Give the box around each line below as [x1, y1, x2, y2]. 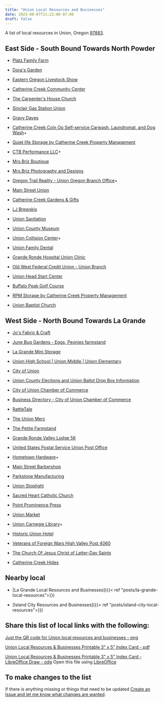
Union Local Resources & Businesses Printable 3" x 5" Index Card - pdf [5, 644, 150, 650]
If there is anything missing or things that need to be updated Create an [5, 686, 151, 692]
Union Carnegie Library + [12, 521, 63, 527]
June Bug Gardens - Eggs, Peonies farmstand [12, 339, 106, 345]
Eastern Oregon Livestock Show [12, 77, 78, 83]
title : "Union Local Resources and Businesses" [5, 7, 105, 12]
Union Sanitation [12, 216, 46, 222]
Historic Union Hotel [12, 531, 54, 536]
